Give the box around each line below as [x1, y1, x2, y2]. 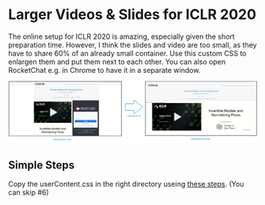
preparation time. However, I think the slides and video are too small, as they [8, 40, 257, 49]
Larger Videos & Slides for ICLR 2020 [8, 6, 257, 24]
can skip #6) [8, 188, 49, 197]
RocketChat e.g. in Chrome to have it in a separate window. [8, 65, 201, 74]
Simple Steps [8, 158, 75, 172]
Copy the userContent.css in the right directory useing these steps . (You [8, 180, 244, 189]
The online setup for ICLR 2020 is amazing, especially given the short [8, 32, 235, 41]
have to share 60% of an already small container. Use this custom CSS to [8, 48, 247, 58]
